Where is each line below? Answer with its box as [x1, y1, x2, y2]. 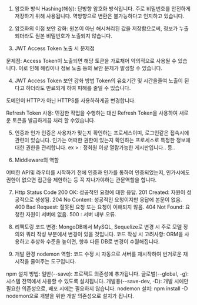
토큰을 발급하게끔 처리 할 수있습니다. [12, 117, 96, 123]
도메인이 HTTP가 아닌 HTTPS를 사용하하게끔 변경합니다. [6, 97, 136, 104]
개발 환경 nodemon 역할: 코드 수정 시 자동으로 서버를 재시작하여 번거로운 [14, 250, 182, 257]
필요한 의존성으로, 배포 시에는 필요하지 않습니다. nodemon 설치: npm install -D [6, 285, 188, 292]
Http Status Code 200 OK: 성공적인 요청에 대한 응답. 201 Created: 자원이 [14, 189, 185, 196]
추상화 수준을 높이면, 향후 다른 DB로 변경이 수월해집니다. [30, 238, 160, 245]
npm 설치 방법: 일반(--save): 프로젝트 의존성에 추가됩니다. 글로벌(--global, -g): [6, 270, 189, 277]
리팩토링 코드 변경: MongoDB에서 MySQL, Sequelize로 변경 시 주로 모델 [14, 223, 182, 230]
